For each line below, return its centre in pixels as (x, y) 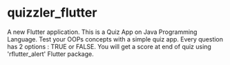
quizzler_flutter (52, 13)
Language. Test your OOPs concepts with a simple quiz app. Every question (115, 39)
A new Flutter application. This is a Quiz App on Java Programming (102, 32)
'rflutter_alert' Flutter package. (51, 54)
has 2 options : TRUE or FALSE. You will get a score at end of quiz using (109, 46)
